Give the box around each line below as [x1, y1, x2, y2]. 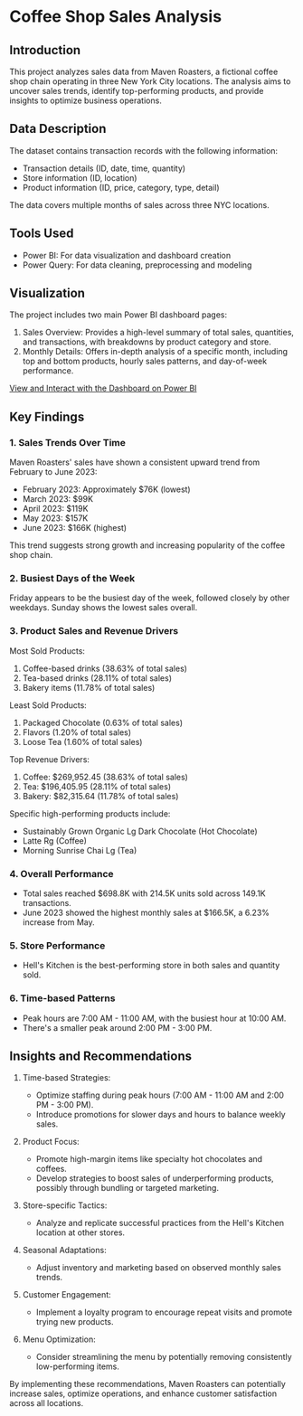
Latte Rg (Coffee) [22, 835, 88, 846]
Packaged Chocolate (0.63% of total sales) [22, 717, 184, 728]
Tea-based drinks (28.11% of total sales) [22, 672, 173, 684]
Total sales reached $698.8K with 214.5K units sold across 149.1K [22, 888, 266, 899]
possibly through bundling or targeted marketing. [35, 1183, 220, 1194]
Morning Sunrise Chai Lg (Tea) [22, 845, 137, 855]
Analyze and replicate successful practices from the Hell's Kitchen [35, 1218, 285, 1229]
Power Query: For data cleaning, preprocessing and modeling [22, 260, 252, 270]
